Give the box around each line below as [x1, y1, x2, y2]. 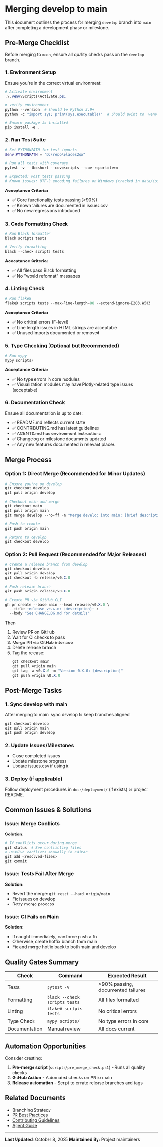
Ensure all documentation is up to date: [5, 410, 83, 416]
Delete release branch [12, 645, 57, 651]
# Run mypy [5, 353, 27, 358]
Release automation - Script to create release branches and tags [12, 1080, 143, 1086]
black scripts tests [5, 236, 47, 241]
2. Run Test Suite [5, 137, 46, 143]
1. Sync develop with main [5, 701, 68, 708]
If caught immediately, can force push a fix [12, 934, 98, 939]
